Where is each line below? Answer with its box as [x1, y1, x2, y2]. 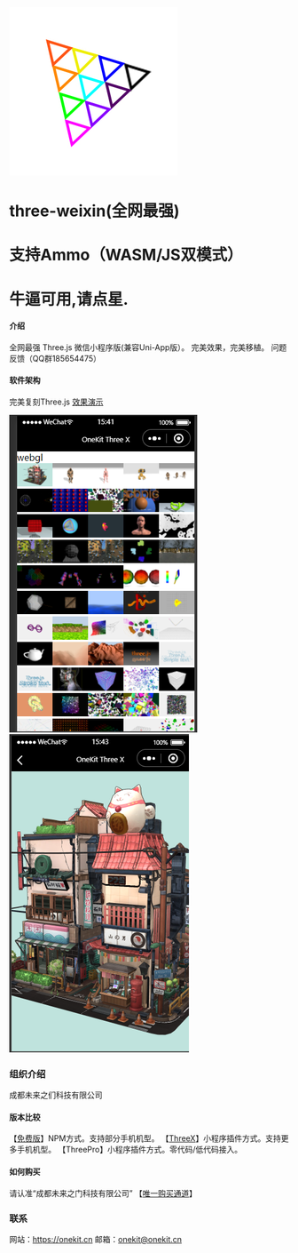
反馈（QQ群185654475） [9, 353, 102, 363]
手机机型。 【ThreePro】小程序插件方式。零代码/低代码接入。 [16, 1145, 243, 1155]
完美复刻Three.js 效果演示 [9, 396, 104, 407]
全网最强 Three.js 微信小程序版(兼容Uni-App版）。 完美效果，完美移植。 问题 [9, 341, 287, 353]
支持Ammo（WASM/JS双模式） [9, 245, 243, 265]
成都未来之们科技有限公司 [9, 1089, 103, 1100]
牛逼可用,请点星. [9, 289, 129, 309]
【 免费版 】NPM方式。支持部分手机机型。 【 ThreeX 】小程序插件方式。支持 [9, 1133, 281, 1144]
